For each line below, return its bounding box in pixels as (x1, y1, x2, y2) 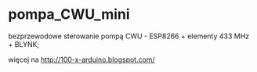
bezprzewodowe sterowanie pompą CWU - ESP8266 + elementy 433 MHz (8, 31, 250, 41)
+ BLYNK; (8, 39, 40, 49)
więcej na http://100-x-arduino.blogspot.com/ (8, 55, 155, 64)
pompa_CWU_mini (8, 5, 131, 23)
